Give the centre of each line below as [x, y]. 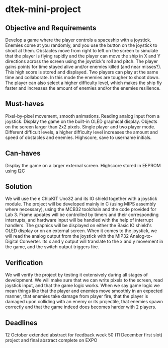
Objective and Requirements [51, 28]
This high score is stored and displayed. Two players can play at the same [82, 72]
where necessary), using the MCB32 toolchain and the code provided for [81, 210]
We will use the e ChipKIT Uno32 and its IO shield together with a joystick [81, 199]
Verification [24, 263]
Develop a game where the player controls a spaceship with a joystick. [78, 40]
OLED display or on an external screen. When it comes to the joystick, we [81, 231]
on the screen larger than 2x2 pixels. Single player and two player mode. [80, 126]
